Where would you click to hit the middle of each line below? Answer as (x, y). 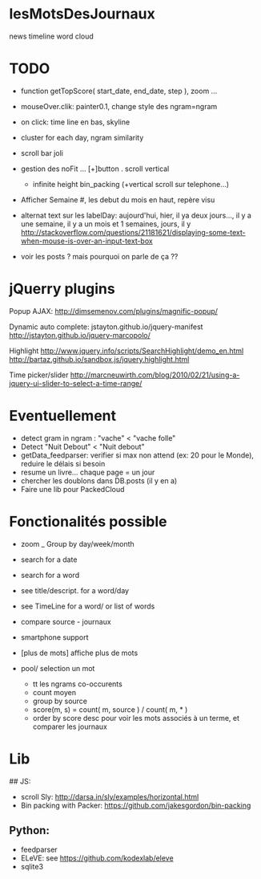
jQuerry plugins (62, 289)
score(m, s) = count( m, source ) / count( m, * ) (110, 709)
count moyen (54, 692)
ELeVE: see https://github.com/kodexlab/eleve (97, 858)
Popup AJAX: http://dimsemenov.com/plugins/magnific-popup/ (114, 311)
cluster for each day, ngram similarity (82, 137)
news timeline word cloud (52, 36)
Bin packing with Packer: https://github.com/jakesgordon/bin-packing (136, 805)
